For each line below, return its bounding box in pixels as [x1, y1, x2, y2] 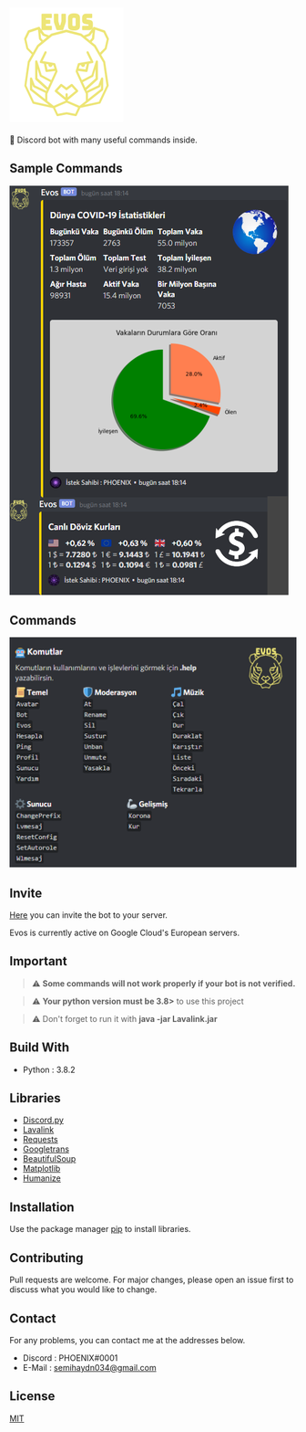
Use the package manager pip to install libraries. [9, 1224, 191, 1235]
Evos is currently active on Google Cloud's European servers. [9, 927, 240, 939]
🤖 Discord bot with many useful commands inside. [9, 134, 198, 145]
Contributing [9, 1250, 84, 1266]
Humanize [22, 1173, 61, 1184]
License [9, 1388, 56, 1405]
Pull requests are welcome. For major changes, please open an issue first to [9, 1274, 294, 1286]
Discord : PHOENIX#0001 [22, 1352, 118, 1364]
